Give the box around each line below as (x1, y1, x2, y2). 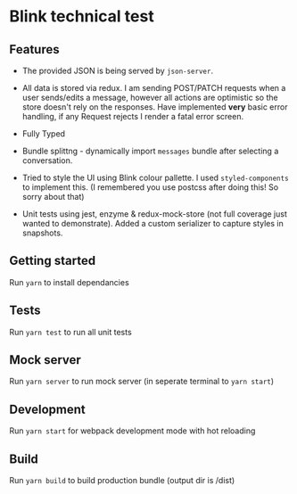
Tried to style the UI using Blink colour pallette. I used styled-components (21, 172, 289, 183)
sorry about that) (21, 192, 85, 202)
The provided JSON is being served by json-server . (21, 65, 214, 76)
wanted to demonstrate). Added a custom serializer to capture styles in (21, 218, 284, 228)
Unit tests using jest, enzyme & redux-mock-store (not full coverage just (21, 209, 287, 219)
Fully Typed (21, 128, 65, 139)
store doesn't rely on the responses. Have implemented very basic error (21, 102, 288, 112)
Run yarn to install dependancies (9, 276, 129, 287)
